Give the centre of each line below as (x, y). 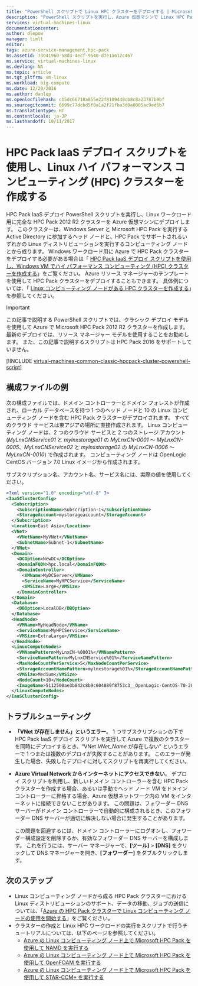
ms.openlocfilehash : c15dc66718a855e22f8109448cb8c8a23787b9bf (85, 99)
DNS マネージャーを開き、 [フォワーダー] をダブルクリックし (110, 852)
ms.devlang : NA (25, 67)
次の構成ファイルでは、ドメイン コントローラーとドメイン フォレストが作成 (98, 403)
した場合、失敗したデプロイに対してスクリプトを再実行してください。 (105, 761)
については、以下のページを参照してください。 (102, 933)
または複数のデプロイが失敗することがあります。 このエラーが (110, 754)
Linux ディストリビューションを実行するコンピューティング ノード (108, 244)
